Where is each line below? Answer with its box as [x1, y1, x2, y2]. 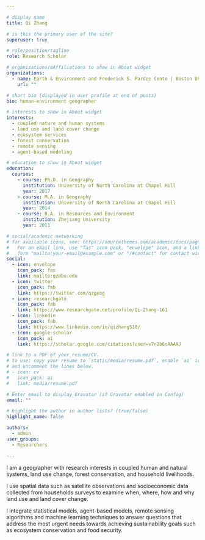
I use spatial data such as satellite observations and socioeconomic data [6, 482, 189, 489]
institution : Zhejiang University [22, 217, 111, 223]
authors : [6, 425, 29, 431]
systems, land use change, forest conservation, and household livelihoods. [6, 470, 195, 478]
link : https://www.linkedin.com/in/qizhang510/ [17, 324, 140, 330]
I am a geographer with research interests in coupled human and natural [6, 464, 188, 471]
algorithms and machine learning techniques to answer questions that [6, 513, 182, 520]
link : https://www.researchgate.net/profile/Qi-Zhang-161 [17, 307, 168, 313]
